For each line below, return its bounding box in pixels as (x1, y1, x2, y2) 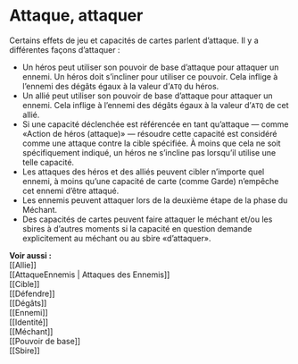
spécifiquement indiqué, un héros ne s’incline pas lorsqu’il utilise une (21, 147, 277, 157)
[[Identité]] (9, 317, 49, 327)
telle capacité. (21, 157, 74, 167)
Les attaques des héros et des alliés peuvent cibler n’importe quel (21, 166, 265, 177)
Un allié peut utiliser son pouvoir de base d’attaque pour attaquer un (21, 90, 273, 101)
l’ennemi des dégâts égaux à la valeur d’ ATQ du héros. (21, 80, 219, 91)
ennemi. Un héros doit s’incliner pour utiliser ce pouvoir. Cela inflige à (21, 71, 278, 81)
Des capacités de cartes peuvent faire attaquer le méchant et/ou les (21, 214, 273, 224)
